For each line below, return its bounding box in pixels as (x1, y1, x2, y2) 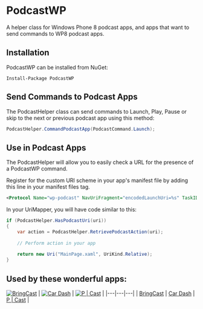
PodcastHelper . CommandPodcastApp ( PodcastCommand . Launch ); (6, 126, 155, 132)
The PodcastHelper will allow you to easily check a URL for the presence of (6, 158, 194, 166)
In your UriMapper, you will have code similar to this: (6, 206, 137, 213)
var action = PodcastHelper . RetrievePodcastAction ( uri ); (17, 229, 164, 235)
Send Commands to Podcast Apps (6, 92, 138, 102)
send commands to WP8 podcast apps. (6, 30, 105, 37)
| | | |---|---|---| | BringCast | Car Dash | (38, 290, 195, 297)
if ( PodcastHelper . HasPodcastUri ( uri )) (6, 218, 107, 224)
